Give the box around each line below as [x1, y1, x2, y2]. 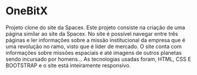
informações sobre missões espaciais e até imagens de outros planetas [5, 49, 182, 56]
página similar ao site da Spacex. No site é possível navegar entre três [5, 30, 178, 37]
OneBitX [5, 4, 48, 18]
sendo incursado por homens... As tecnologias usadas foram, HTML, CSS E [5, 55, 192, 62]
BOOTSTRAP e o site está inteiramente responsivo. [5, 61, 131, 69]
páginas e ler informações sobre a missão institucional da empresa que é [5, 36, 186, 43]
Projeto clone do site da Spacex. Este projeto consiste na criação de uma [5, 24, 186, 31]
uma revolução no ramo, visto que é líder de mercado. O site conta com [5, 43, 182, 50]
